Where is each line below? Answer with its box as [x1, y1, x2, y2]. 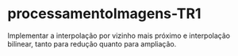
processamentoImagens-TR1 [7, 5, 202, 23]
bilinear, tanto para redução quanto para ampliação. [7, 39, 177, 48]
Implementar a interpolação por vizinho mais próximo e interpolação [7, 31, 231, 40]
